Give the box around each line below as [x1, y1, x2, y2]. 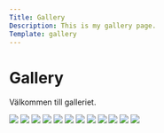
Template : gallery [9, 29, 77, 38]
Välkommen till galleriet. [9, 97, 97, 107]
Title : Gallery [9, 12, 66, 22]
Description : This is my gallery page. [9, 21, 157, 30]
